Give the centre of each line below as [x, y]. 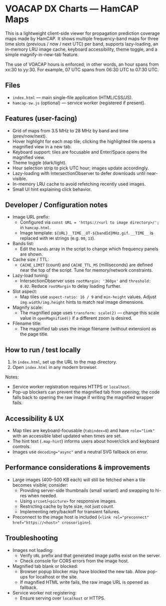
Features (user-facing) [41, 119]
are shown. [31, 254]
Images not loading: [33, 550]
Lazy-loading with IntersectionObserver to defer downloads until [79, 173]
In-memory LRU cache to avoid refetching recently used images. [79, 184]
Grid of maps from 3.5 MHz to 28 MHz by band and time [70, 130]
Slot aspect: [25, 292]
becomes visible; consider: [40, 485]
